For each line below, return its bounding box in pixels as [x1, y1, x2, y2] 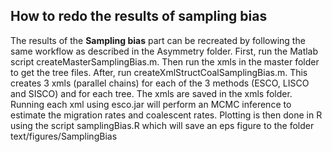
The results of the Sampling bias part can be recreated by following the [10, 34, 306, 46]
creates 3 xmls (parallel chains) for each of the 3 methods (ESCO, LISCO [10, 77, 310, 89]
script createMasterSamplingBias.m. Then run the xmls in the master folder [10, 55, 320, 68]
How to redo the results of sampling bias [10, 8, 268, 25]
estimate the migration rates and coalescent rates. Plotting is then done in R [10, 109, 323, 121]
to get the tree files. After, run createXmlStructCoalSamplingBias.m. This [10, 66, 308, 78]
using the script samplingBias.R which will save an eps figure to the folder [10, 119, 315, 131]
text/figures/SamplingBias [10, 130, 118, 142]
